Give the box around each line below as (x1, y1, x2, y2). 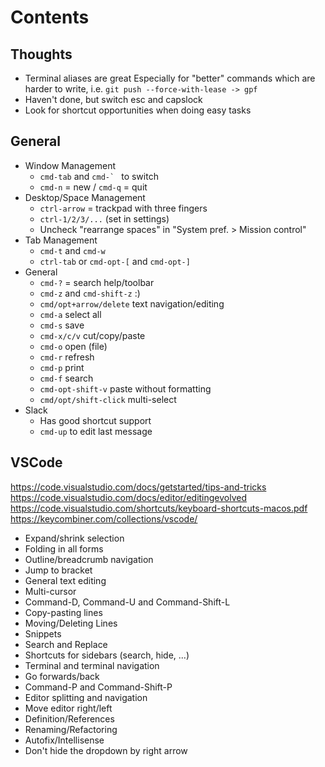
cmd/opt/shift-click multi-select (39, 393, 177, 405)
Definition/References (24, 712, 115, 725)
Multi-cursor (24, 585, 77, 597)
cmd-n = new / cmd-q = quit (39, 181, 148, 193)
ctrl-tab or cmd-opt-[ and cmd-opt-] (39, 255, 191, 267)
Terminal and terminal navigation (24, 659, 160, 671)
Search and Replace (24, 638, 108, 650)
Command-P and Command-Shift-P (24, 681, 173, 693)
